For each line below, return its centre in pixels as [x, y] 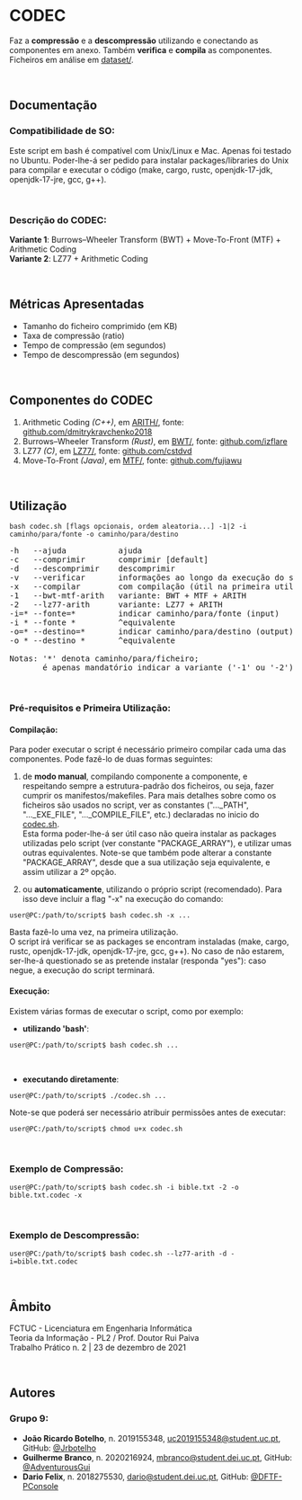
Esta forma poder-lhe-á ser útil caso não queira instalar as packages [149, 834]
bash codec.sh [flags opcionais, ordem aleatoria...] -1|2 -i [128, 527]
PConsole [40, 1486]
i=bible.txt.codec [44, 1262]
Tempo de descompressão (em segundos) [101, 354]
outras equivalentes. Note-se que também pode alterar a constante [147, 853]
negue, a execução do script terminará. [82, 970]
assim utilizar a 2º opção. [69, 872]
